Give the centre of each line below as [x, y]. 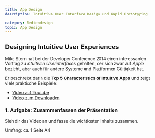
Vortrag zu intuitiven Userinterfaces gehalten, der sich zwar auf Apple [75, 64]
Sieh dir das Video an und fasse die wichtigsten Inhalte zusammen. [72, 121]
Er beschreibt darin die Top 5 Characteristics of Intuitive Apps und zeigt [78, 78]
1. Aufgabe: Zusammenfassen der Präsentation [62, 110]
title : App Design [23, 9]
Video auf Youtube [30, 93]
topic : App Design [23, 27]
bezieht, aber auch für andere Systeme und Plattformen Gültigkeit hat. [75, 69]
